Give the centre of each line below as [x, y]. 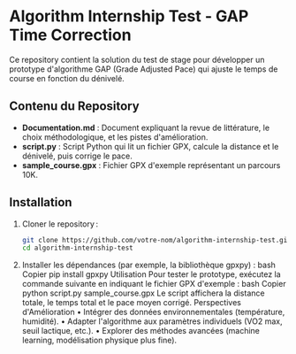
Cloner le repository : [60, 224]
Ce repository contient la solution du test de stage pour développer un [137, 59]
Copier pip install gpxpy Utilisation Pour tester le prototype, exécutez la [151, 274]
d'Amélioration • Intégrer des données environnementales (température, [153, 312]
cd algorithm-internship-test [78, 248]
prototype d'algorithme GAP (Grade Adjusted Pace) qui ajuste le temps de [144, 69]
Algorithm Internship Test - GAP [129, 16]
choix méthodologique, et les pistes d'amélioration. [115, 137]
